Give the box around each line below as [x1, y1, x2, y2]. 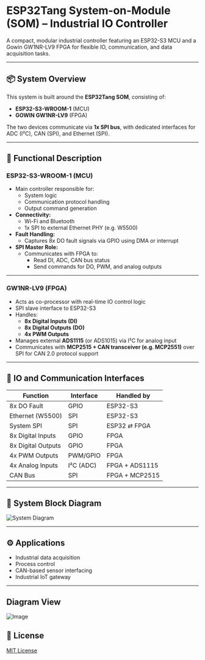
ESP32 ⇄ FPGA [106, 421, 151, 430]
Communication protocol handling [24, 198, 110, 206]
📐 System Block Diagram [6, 498, 102, 508]
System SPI [9, 421, 43, 430]
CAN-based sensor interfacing [15, 567, 93, 574]
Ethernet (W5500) [9, 411, 62, 420]
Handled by [115, 391, 151, 400]
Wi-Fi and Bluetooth [24, 218, 75, 225]
